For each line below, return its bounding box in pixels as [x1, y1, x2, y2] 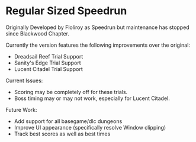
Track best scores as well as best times [14, 130, 111, 137]
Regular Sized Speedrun [5, 4, 127, 18]
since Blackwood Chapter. [5, 30, 69, 37]
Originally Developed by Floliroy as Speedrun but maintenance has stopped [5, 24, 190, 31]
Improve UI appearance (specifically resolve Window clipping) [14, 124, 166, 131]
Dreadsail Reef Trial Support [14, 53, 83, 60]
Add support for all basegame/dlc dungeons [14, 117, 123, 125]
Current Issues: [5, 77, 43, 84]
